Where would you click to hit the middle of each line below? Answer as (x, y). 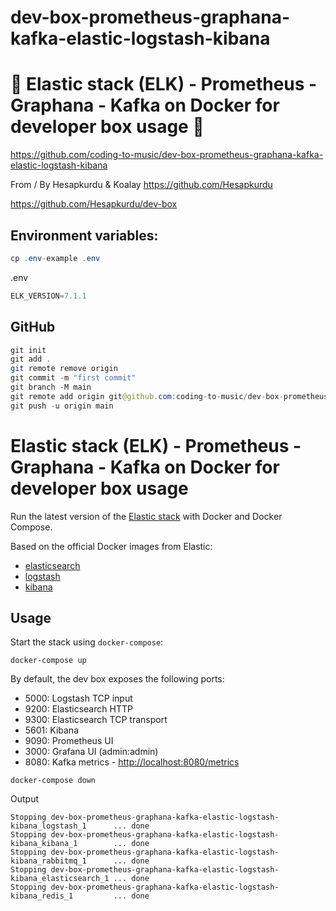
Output (24, 799)
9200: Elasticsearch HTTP (78, 709)
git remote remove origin (64, 369)
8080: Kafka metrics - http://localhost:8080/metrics (132, 762)
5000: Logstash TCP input (78, 698)
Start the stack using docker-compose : (87, 642)
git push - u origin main (62, 406)
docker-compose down (53, 781)
